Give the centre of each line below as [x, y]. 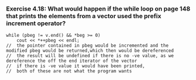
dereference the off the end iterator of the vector [72, 61]
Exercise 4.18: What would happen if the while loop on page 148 [98, 9]
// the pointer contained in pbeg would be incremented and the [87, 46]
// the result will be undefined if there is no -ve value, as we [90, 56]
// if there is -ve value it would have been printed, [75, 66]
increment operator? [36, 23]
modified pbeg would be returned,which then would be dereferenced [90, 51]
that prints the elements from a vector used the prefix [84, 16]
